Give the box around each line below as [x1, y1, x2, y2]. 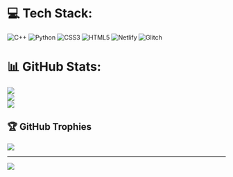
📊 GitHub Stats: [7, 59, 102, 75]
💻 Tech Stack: [7, 6, 93, 22]
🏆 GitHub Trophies [7, 121, 92, 133]
